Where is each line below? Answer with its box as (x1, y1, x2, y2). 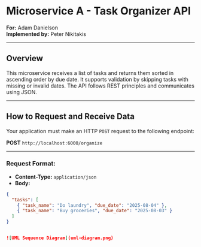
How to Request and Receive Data (6, 112, 135, 122)
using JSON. (6, 88, 38, 95)
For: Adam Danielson (6, 24, 59, 31)
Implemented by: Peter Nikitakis (6, 30, 87, 37)
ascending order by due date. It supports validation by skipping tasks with (6, 76, 188, 83)
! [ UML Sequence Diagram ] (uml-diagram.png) (6, 235, 114, 241)
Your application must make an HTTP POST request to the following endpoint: (6, 127, 194, 134)
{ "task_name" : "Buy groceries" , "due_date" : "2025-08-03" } (17, 208, 172, 214)
